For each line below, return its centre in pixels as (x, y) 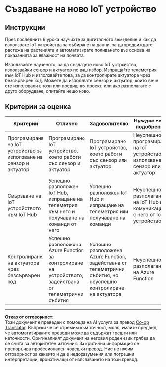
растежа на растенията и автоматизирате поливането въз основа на (78, 50)
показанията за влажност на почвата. (45, 55)
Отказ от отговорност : (29, 317)
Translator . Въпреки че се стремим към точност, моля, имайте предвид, (82, 327)
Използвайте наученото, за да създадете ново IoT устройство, (71, 65)
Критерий (26, 123)
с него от (144, 214)
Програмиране (26, 138)
